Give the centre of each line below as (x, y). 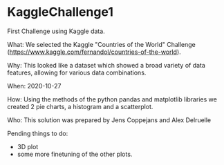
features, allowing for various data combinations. (77, 72)
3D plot (28, 146)
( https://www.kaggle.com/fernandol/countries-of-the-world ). (94, 52)
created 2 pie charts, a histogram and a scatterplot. (80, 106)
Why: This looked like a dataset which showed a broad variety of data (106, 65)
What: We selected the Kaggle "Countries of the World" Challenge (101, 44)
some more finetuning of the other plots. (75, 154)
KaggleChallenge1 (60, 12)
